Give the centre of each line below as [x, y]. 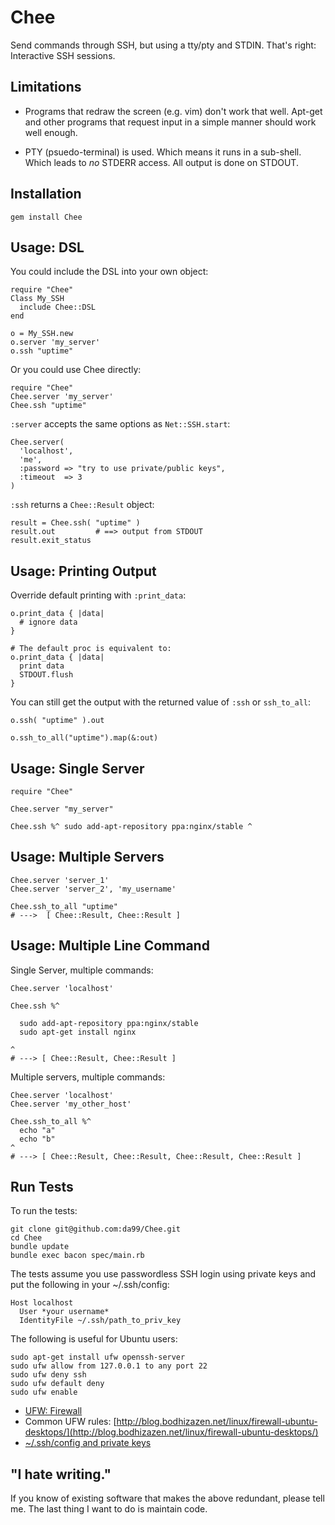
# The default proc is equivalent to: [91, 649]
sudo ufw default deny [57, 1384]
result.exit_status [51, 541]
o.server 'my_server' [55, 342]
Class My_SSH [37, 299]
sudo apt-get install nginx [78, 1032]
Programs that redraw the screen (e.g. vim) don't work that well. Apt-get [173, 111]
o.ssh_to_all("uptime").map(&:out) [84, 738]
